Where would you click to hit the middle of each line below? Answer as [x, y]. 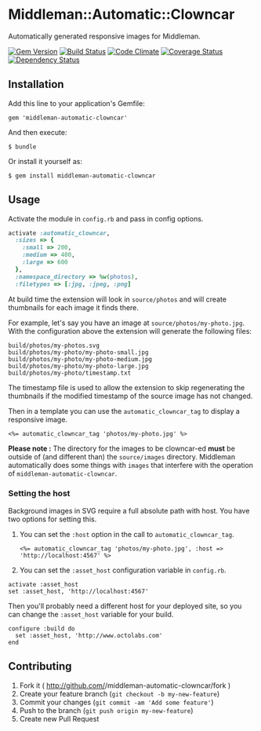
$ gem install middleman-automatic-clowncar [82, 175]
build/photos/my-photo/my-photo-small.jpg [78, 352]
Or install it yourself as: [45, 161]
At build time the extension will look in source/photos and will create [118, 299]
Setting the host [39, 494]
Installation [36, 84]
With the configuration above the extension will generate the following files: [130, 331]
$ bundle [22, 147]
